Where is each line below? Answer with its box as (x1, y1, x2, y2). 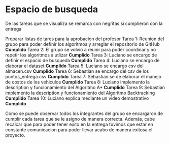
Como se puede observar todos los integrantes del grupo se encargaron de (5, 110, 163, 117)
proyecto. (5, 132, 25, 138)
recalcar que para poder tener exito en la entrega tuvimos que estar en (5, 121, 154, 127)
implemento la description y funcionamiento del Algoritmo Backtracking (5, 90, 155, 96)
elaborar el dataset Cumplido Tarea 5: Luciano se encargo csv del (5, 63, 144, 69)
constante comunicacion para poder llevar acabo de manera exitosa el (5, 126, 153, 133)
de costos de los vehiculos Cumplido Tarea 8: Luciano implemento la (5, 79, 150, 85)
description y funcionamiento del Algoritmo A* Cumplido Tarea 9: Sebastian (5, 84, 165, 90)
